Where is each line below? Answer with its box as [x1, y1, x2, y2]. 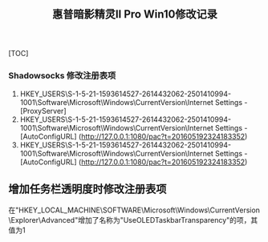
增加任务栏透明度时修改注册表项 [8, 183, 167, 196]
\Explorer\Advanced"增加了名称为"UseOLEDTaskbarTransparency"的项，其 [8, 215, 258, 224]
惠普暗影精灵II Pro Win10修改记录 [51, 7, 218, 22]
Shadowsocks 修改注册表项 [8, 71, 116, 82]
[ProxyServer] [19, 106, 67, 115]
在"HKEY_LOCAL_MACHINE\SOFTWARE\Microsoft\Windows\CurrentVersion [8, 205, 261, 215]
